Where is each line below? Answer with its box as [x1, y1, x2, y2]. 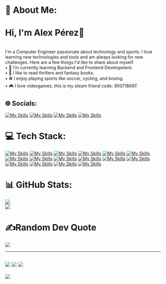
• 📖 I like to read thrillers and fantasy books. [5, 70, 95, 76]
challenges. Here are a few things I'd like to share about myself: [5, 59, 135, 65]
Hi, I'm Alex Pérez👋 [5, 27, 85, 39]
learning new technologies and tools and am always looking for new [5, 54, 143, 60]
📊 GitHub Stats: [5, 179, 73, 190]
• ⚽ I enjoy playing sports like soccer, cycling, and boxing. [5, 75, 124, 81]
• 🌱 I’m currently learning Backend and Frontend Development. [5, 64, 133, 71]
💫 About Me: [5, 4, 57, 16]
